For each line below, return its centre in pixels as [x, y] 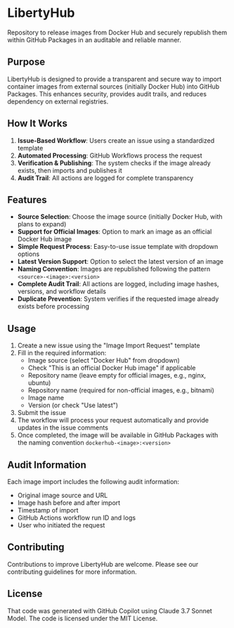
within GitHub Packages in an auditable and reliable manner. [94, 39]
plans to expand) [42, 224]
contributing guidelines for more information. [72, 572]
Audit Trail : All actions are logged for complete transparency [105, 178]
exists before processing [53, 307]
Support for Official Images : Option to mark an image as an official [115, 232]
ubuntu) [39, 383]
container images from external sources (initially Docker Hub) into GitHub [113, 86]
